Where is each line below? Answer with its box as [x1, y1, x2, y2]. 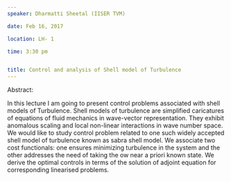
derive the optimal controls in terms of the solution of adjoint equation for [7, 158, 216, 167]
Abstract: [7, 86, 33, 94]
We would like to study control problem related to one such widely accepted [7, 129, 225, 137]
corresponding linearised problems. [7, 166, 110, 174]
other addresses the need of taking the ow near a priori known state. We [7, 151, 214, 159]
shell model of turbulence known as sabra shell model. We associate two [7, 136, 216, 145]
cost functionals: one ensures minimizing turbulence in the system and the [7, 143, 221, 152]
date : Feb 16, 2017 [7, 22, 64, 30]
